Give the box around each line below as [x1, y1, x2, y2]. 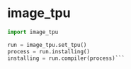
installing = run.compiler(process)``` [7, 55, 125, 62]
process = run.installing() [7, 48, 91, 55]
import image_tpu [7, 28, 59, 36]
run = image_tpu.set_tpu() [7, 41, 87, 48]
